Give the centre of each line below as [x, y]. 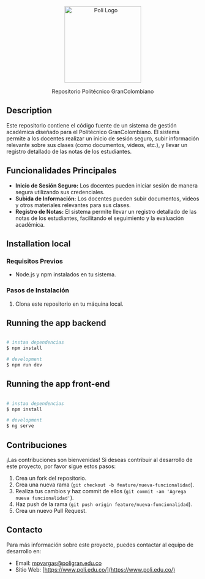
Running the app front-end [58, 384]
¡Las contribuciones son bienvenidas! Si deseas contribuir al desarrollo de [99, 460]
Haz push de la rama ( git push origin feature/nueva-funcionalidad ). [104, 504]
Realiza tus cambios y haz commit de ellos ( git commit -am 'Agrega [101, 491]
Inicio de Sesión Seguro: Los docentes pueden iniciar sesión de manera [106, 185]
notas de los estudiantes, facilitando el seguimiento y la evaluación [99, 218]
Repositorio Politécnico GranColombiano [103, 91]
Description [29, 111]
